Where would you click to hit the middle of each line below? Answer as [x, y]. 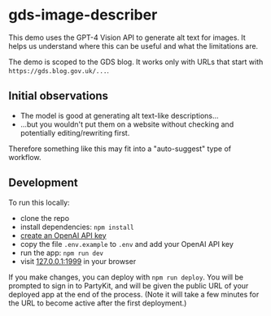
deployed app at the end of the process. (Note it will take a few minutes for [134, 294]
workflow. [25, 157]
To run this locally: [39, 202]
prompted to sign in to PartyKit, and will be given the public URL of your [129, 285]
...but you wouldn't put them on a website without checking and [127, 124]
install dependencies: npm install [77, 227]
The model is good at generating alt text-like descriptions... [119, 115]
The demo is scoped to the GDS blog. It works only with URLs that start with [136, 62]
